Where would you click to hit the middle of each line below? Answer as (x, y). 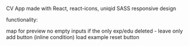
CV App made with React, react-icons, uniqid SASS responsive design (91, 8)
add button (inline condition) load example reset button (73, 37)
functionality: (22, 20)
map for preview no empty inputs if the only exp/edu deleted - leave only (94, 31)
